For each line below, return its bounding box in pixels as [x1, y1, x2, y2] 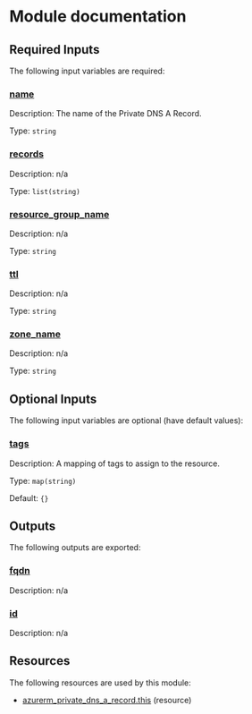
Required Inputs [9, 42, 100, 57]
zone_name [9, 328, 61, 341]
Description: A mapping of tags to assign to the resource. [9, 458, 221, 469]
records [9, 148, 45, 160]
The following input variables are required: [9, 65, 165, 76]
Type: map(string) [9, 475, 77, 486]
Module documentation [9, 6, 187, 27]
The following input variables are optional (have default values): [9, 415, 244, 426]
